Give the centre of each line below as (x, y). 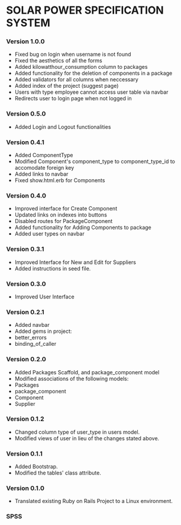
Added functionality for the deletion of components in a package (93, 73)
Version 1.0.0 (25, 42)
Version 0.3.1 (25, 249)
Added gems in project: (43, 331)
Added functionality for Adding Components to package (83, 227)
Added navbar (32, 325)
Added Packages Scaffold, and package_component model (87, 372)
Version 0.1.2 (25, 419)
